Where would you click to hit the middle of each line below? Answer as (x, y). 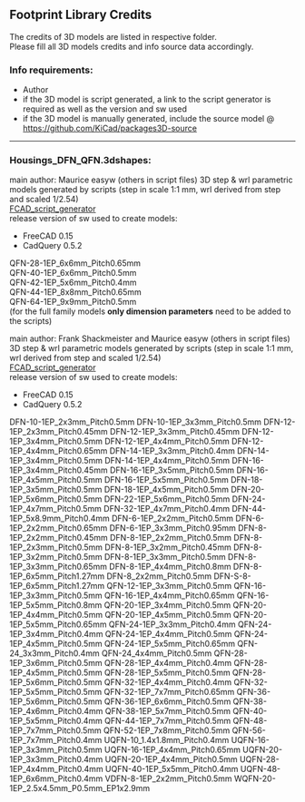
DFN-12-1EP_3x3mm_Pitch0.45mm (175, 432)
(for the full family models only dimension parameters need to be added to (150, 311)
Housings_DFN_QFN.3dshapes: (80, 161)
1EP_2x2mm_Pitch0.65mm (59, 528)
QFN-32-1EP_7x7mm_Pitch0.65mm (169, 692)
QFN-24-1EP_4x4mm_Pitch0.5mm (168, 634)
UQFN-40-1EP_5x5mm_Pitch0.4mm (172, 769)
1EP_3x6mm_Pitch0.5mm (56, 663)
